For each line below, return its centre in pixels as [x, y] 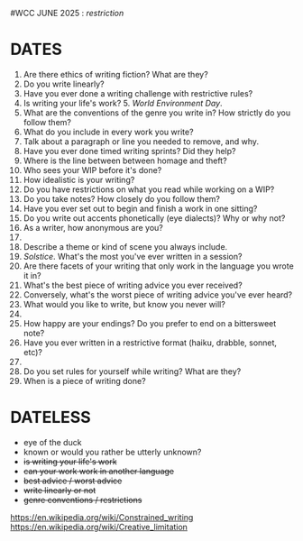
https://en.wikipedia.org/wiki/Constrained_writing [102, 517]
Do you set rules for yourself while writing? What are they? [132, 371]
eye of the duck [52, 442]
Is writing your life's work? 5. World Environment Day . [123, 103]
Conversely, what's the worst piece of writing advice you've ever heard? [158, 294]
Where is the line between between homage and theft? [125, 160]
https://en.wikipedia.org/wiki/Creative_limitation [99, 527]
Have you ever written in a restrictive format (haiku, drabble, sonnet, [150, 343]
